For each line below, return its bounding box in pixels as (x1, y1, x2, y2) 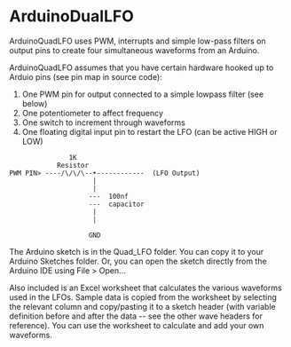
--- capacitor (88, 200, 145, 209)
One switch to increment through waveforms (21, 117, 186, 128)
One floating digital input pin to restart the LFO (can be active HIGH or (21, 126, 278, 137)
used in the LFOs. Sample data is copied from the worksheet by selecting (9, 291, 278, 303)
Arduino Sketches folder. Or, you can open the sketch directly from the (9, 256, 268, 266)
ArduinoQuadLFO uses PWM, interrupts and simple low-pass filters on (9, 35, 266, 46)
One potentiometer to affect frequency (21, 107, 164, 118)
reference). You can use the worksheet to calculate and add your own (9, 319, 264, 330)
